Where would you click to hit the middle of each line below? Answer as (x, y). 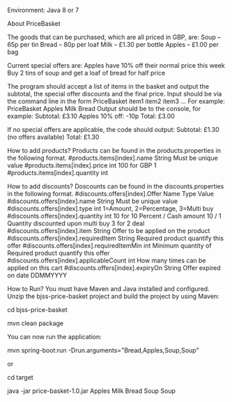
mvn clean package (36, 323)
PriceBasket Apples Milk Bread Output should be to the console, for (104, 109)
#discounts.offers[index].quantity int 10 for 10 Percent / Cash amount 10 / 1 (114, 216)
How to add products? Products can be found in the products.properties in (114, 150)
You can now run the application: (55, 337)
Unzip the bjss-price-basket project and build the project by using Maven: (113, 296)
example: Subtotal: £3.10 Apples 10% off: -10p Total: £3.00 (91, 116)
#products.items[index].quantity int (58, 173)
